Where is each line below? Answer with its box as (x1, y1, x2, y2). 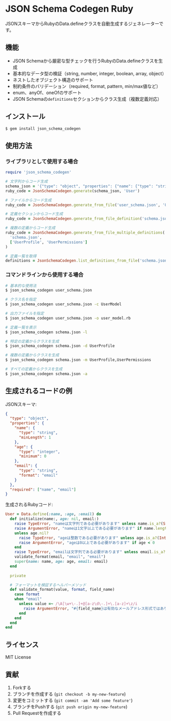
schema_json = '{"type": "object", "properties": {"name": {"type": (5, 184, 154, 189)
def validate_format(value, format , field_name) (10, 587, 115, 592)
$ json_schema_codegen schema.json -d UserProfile (5, 343, 115, 349)
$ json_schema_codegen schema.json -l (5, 329, 88, 335)
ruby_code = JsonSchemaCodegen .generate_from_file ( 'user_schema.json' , (5, 202, 160, 208)
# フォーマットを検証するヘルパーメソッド (10, 582, 87, 588)
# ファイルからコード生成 (5, 197, 52, 203)
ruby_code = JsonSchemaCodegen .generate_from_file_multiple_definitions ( (5, 230, 165, 235)
